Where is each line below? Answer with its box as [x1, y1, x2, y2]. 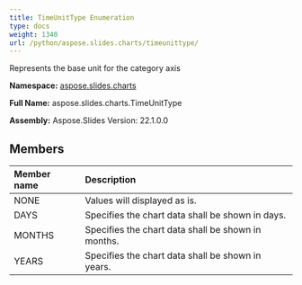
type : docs [9, 22, 50, 31]
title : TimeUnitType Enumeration [9, 13, 135, 22]
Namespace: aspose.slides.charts [9, 80, 137, 91]
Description [84, 174, 137, 186]
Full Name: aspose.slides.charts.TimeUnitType [9, 98, 182, 109]
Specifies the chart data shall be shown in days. [84, 209, 287, 221]
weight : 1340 [9, 30, 58, 39]
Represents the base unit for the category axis [9, 63, 182, 74]
